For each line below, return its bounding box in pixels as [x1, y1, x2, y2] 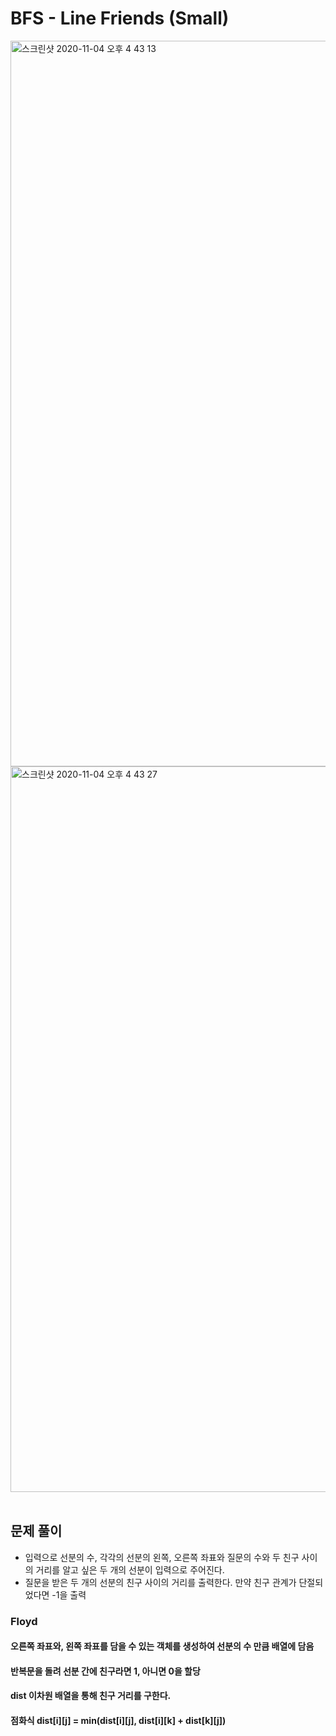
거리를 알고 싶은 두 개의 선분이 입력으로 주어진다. [35, 1563, 225, 1576]
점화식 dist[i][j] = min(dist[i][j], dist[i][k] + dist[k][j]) [10, 1715, 227, 1727]
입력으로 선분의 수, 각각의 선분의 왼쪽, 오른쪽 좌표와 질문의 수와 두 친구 [24, 1551, 300, 1563]
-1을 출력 [51, 1588, 87, 1601]
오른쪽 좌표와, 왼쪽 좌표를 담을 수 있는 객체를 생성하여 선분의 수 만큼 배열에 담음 [10, 1640, 315, 1652]
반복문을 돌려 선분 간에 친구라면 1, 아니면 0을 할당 [10, 1665, 201, 1677]
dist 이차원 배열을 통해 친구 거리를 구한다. [10, 1690, 172, 1702]
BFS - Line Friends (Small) [10, 7, 230, 30]
